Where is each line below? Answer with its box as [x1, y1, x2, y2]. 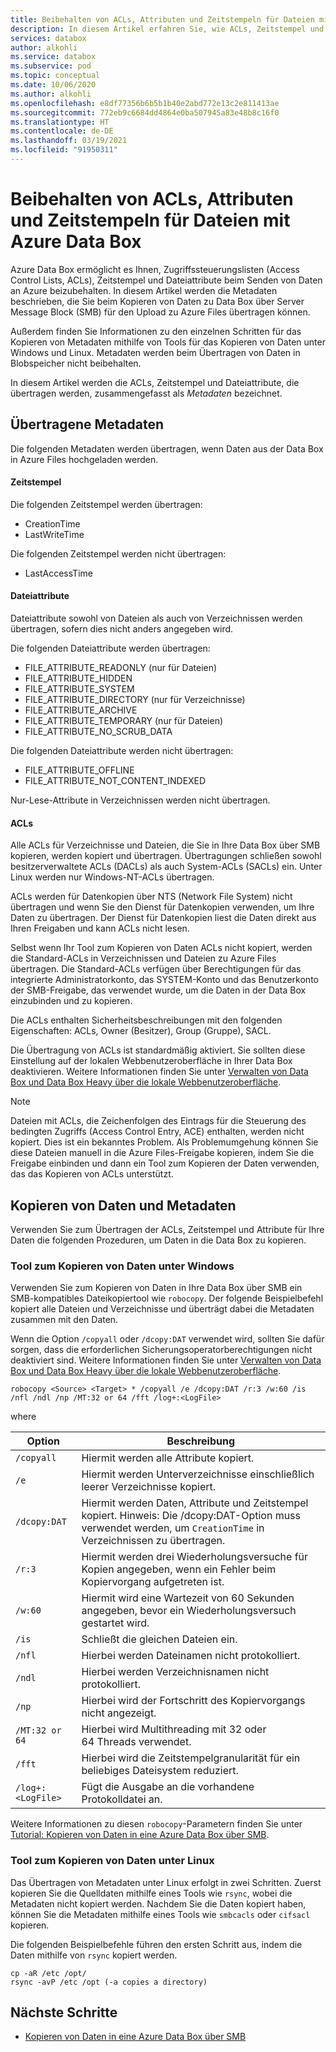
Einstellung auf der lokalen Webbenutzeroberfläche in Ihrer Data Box [10, 1055, 293, 1067]
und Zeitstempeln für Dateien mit [10, 209, 291, 232]
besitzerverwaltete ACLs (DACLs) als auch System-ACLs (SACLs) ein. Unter [10, 861, 323, 873]
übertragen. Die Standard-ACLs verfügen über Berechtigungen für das [10, 963, 302, 975]
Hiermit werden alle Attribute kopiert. [81, 1451, 255, 1465]
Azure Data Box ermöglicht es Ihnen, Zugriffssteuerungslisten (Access [10, 263, 300, 275]
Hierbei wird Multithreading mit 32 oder [81, 1722, 267, 1736]
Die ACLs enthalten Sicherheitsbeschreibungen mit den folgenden [10, 1014, 283, 1026]
